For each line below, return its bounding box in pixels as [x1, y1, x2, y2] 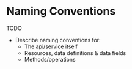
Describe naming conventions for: [15, 36, 101, 43]
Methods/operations [24, 56, 76, 63]
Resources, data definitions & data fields [24, 49, 127, 56]
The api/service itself [24, 43, 78, 50]
